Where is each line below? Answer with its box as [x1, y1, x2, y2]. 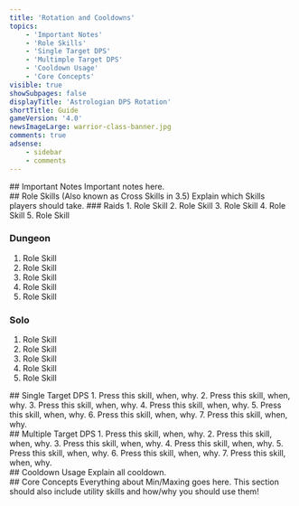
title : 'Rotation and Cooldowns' [9, 13, 135, 23]
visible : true [9, 80, 63, 89]
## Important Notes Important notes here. [9, 181, 165, 192]
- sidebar [25, 147, 63, 156]
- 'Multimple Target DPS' [25, 55, 124, 64]
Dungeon [9, 232, 51, 245]
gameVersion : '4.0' [9, 114, 83, 123]
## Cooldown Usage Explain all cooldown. [9, 467, 167, 478]
